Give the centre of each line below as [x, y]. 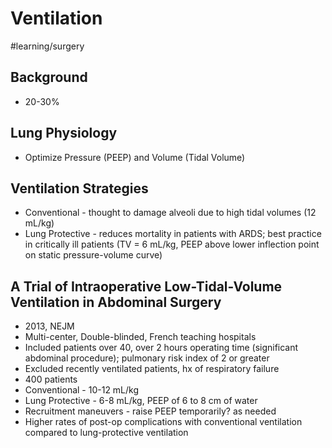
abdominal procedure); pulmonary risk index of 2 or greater [147, 358]
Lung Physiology [64, 133]
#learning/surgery [47, 46]
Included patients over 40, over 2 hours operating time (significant [161, 348]
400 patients [51, 379]
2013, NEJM [49, 326]
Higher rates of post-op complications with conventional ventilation [163, 422]
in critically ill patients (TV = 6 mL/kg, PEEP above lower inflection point [172, 244]
